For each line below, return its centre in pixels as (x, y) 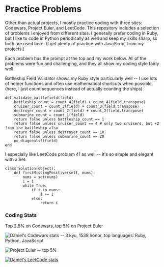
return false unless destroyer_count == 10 (59, 132)
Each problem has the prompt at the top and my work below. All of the (76, 58)
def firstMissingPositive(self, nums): (55, 173)
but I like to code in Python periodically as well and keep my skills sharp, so (81, 38)
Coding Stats (21, 215)
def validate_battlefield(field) (39, 98)
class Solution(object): (30, 168)
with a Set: (16, 159)
